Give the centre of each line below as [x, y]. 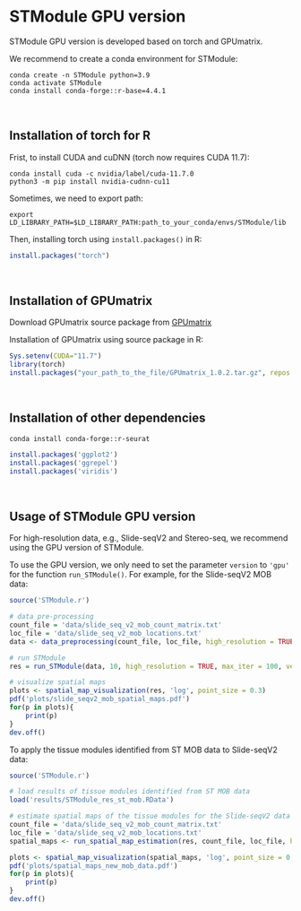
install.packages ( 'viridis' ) [64, 471]
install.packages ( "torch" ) [60, 256]
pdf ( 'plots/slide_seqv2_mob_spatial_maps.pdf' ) [100, 699]
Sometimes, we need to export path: [76, 198]
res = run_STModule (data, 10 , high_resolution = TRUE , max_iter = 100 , [146, 666]
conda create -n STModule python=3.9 [80, 75]
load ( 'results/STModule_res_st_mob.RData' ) [92, 800]
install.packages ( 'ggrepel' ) [64, 463]
